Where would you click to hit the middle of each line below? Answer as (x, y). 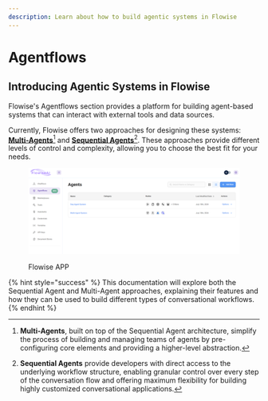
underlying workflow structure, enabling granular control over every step (139, 371)
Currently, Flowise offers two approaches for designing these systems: (125, 130)
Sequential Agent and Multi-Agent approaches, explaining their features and (134, 291)
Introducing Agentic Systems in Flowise (109, 87)
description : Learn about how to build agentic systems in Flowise (123, 17)
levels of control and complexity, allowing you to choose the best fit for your (133, 149)
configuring (39, 347)
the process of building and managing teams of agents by (114, 339)
